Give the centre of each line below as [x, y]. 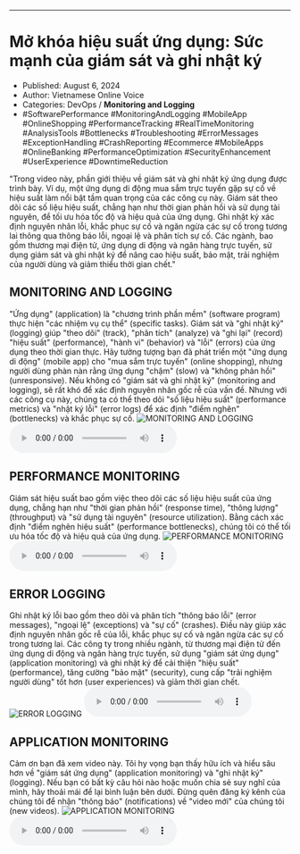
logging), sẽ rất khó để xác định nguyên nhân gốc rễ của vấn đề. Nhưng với [148, 389]
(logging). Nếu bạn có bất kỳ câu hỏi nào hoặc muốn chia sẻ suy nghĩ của [145, 783]
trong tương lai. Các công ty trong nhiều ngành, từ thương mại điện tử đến [145, 644]
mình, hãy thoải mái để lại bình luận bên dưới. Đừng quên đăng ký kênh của [147, 792]
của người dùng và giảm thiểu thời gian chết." [92, 264]
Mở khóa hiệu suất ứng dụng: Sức [137, 42]
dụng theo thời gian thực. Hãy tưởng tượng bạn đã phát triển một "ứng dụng [148, 352]
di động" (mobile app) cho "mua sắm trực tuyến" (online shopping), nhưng [146, 361]
